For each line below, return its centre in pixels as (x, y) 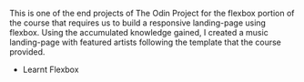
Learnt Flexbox (51, 69)
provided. (27, 52)
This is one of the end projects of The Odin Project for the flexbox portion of (152, 13)
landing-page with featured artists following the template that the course (146, 42)
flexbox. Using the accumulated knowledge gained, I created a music (139, 32)
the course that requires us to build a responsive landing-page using (138, 23)
